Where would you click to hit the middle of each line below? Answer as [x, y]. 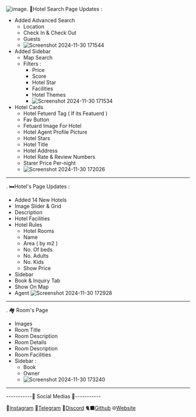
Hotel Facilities [32, 218]
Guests [32, 39]
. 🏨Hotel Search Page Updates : [64, 9]
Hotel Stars [37, 138]
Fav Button [36, 119]
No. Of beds [38, 249]
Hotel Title [36, 144]
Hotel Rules [28, 225]
